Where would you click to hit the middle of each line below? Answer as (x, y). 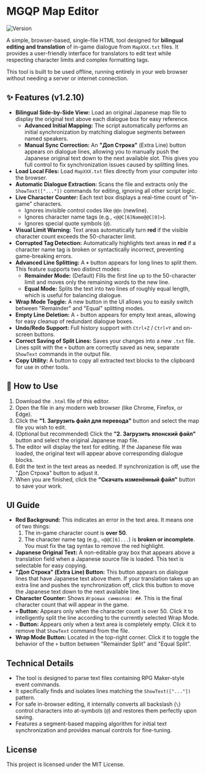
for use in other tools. (42, 367)
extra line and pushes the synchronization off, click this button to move (105, 585)
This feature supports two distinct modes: (68, 269)
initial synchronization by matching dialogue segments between (105, 132)
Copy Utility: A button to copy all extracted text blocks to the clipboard (105, 360)
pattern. (25, 698)
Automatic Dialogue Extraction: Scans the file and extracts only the (101, 184)
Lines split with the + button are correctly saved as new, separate (97, 347)
